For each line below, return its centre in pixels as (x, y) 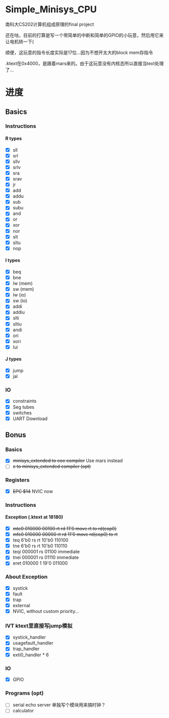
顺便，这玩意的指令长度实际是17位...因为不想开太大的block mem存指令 (79, 52)
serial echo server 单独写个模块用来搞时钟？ (59, 705)
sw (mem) (23, 289)
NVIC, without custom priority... (46, 611)
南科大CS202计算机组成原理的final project (50, 24)
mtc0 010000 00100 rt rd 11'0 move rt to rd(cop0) (65, 529)
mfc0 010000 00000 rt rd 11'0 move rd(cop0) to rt (65, 534)
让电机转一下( (20, 42)
